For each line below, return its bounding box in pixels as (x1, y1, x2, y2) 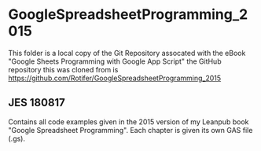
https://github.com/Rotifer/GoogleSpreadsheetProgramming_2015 (8, 73, 222, 83)
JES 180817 (8, 96, 65, 109)
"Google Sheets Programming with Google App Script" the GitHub (8, 57, 222, 66)
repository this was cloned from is (8, 64, 119, 74)
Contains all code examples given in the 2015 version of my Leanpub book (8, 116, 249, 127)
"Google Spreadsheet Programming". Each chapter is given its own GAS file (8, 125, 253, 134)
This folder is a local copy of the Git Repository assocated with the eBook (8, 48, 246, 57)
